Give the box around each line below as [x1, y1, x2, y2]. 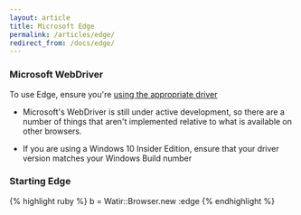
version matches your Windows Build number [22, 153, 193, 164]
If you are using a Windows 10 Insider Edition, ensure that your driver [22, 143, 280, 154]
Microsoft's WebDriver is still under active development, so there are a [22, 106, 285, 117]
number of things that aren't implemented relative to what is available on [22, 116, 292, 126]
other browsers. [22, 126, 82, 136]
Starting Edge [9, 175, 71, 188]
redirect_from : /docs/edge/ [9, 38, 116, 48]
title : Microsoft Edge [9, 22, 95, 31]
